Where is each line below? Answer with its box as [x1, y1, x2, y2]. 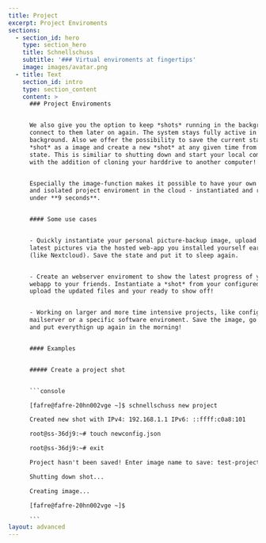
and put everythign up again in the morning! [28, 323, 182, 331]
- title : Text [15, 71, 62, 78]
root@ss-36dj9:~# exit [28, 445, 104, 453]
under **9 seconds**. [28, 194, 101, 202]
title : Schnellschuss [22, 48, 93, 56]
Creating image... [28, 487, 90, 495]
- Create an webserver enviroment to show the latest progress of [28, 273, 253, 281]
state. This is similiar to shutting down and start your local [28, 151, 246, 159]
